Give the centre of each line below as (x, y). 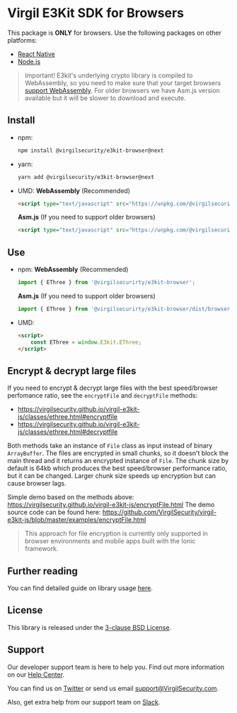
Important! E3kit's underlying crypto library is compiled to (109, 75)
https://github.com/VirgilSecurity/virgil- (160, 512)
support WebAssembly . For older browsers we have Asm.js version (122, 90)
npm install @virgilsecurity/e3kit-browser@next (91, 151)
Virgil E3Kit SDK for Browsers (96, 13)
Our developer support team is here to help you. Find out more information (116, 667)
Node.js (29, 61)
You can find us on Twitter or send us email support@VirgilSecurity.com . (113, 688)
